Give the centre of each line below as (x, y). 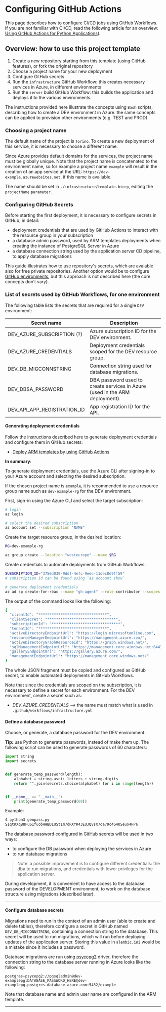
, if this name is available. (86, 177)
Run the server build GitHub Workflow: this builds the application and (83, 92)
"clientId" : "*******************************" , (61, 615)
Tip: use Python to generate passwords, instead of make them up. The (77, 742)
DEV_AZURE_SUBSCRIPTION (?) (45, 334)
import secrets (21, 761)
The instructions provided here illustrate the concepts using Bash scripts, (79, 107)
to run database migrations (40, 854)
